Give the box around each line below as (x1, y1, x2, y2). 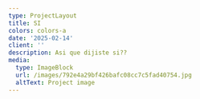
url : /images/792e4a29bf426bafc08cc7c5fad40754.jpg (15, 71, 193, 79)
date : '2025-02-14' (8, 34, 74, 42)
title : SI (8, 19, 42, 27)
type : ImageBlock (15, 64, 74, 72)
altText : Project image (15, 78, 95, 86)
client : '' (8, 42, 45, 49)
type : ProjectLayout (8, 11, 78, 20)
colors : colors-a (8, 26, 67, 34)
